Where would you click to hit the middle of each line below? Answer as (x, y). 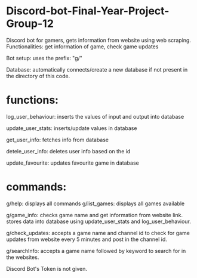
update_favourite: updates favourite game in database (73, 163)
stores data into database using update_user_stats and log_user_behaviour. (98, 221)
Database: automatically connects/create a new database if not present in (97, 69)
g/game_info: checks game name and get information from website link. (95, 215)
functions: (32, 100)
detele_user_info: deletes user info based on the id (68, 151)
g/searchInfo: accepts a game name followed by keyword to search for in (96, 251)
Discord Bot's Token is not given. (47, 268)
